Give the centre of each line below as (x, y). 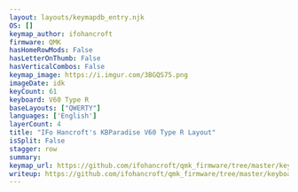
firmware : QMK (35, 42)
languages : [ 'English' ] (53, 116)
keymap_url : (31, 165)
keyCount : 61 (33, 91)
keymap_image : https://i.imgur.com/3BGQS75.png (99, 75)
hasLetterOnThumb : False (55, 58)
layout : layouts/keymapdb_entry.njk (77, 17)
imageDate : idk (37, 83)
